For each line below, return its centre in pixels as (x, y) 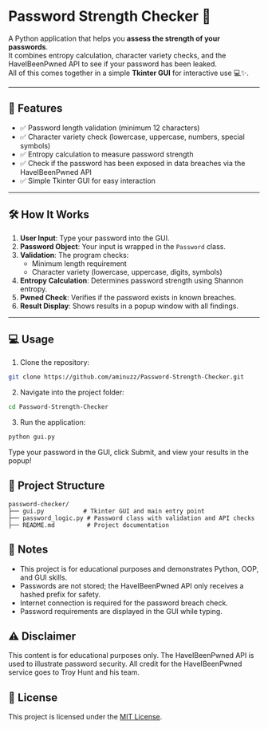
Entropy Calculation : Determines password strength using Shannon (132, 280)
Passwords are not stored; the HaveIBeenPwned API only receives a (132, 585)
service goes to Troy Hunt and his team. (74, 672)
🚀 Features (35, 108)
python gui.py (32, 437)
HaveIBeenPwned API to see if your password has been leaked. (113, 64)
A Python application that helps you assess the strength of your (114, 38)
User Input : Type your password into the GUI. (95, 238)
